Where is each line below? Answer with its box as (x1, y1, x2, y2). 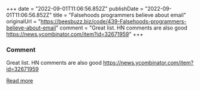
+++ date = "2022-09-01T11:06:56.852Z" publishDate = (6, 5, 144, 12)
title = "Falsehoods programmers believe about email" (53, 11, 187, 19)
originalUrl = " (6, 18, 41, 25)
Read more (6, 77, 34, 85)
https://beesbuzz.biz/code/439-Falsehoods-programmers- (40, 18, 187, 25)
